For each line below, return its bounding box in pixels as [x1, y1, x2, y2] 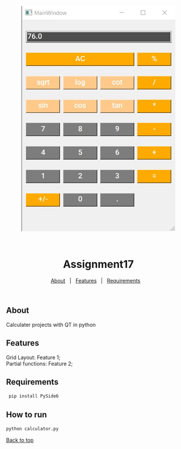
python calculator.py [6, 426, 59, 432]
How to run [6, 410, 47, 420]
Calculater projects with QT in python [6, 321, 96, 328]
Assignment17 [63, 258, 134, 271]
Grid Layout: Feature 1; [6, 354, 60, 361]
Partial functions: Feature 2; [6, 360, 73, 367]
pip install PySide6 [8, 393, 59, 399]
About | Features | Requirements [50, 277, 141, 284]
